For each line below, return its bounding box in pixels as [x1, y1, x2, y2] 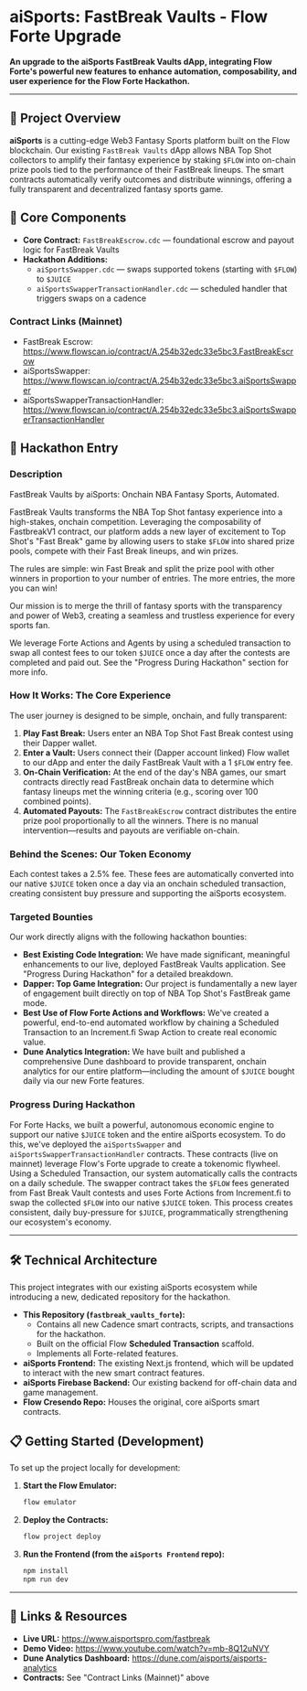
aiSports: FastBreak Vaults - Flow [9, 6, 268, 27]
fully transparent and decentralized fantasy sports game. [9, 183, 224, 194]
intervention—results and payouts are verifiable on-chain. [22, 825, 240, 836]
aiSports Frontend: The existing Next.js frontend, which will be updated [22, 1357, 294, 1368]
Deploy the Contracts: [22, 1514, 109, 1525]
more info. [9, 666, 48, 678]
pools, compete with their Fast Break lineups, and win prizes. [9, 545, 239, 556]
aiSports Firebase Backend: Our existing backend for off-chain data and [22, 1376, 297, 1387]
